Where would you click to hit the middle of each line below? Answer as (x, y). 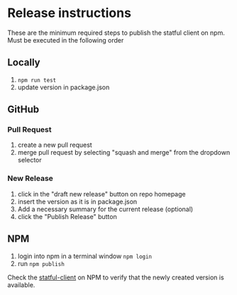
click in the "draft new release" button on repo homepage (101, 194)
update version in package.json (64, 87)
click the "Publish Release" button (67, 216)
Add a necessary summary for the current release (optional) (105, 209)
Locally (24, 63)
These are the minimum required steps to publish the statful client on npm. (116, 33)
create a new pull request (55, 145)
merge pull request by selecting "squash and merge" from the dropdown (124, 152)
